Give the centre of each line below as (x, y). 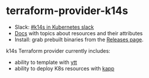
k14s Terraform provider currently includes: (58, 50)
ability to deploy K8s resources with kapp (64, 68)
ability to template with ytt (46, 62)
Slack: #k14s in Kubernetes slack (54, 27)
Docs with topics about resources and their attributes (79, 33)
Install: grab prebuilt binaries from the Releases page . (79, 39)
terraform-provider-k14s (67, 11)
